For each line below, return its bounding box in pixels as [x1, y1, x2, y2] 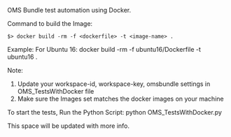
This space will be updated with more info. [7, 122, 130, 130]
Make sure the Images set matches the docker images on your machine [17, 94, 224, 103]
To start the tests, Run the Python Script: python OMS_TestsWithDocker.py [7, 108, 223, 116]
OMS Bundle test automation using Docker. [7, 6, 132, 14]
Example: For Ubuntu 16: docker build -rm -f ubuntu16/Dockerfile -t [7, 45, 202, 53]
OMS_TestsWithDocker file [17, 87, 94, 95]
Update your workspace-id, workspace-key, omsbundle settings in [17, 80, 211, 88]
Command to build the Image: [7, 20, 93, 27]
